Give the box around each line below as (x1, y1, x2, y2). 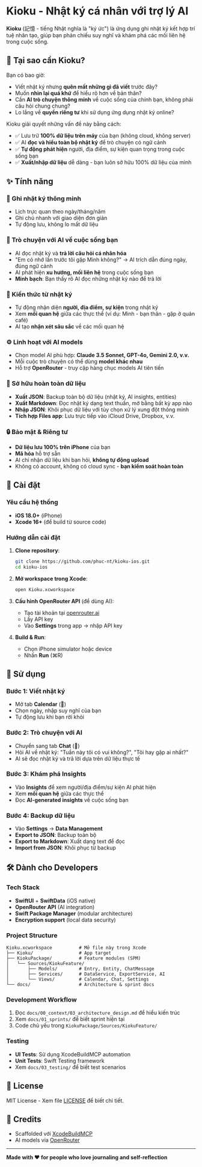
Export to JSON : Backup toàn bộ (14, 832, 97, 839)
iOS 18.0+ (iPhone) (14, 512, 63, 519)
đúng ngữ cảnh (14, 262, 53, 269)
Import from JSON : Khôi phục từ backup (14, 844, 116, 851)
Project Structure (6, 931, 58, 939)
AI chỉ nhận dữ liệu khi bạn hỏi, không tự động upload (14, 456, 149, 464)
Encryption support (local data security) (14, 916, 116, 923)
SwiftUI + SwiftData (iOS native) (14, 897, 96, 904)
